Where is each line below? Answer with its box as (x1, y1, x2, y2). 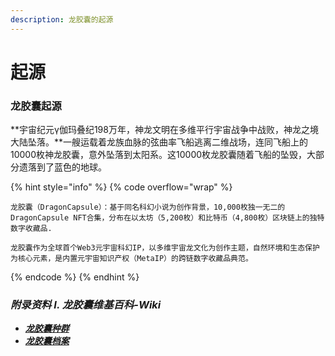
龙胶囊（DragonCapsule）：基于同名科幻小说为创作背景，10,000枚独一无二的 (10, 202, 286, 213)
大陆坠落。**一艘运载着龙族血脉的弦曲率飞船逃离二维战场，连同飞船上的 (10, 136, 309, 148)
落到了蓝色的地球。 (27, 161, 107, 173)
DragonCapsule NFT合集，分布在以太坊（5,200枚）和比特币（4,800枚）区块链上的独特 (10, 213, 325, 223)
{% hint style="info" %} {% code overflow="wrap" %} (10, 181, 233, 193)
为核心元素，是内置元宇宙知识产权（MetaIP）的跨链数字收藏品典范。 (10, 254, 253, 264)
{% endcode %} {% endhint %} (10, 271, 140, 283)
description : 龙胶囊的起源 (10, 14, 114, 25)
